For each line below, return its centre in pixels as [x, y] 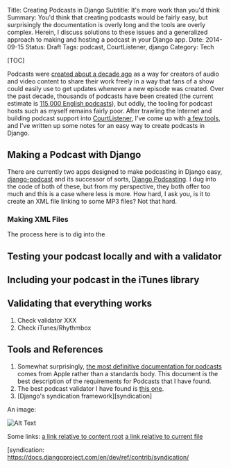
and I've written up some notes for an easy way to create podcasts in [106, 126]
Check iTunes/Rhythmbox [54, 328]
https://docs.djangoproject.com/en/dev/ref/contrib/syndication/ [98, 457]
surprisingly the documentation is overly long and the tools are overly [106, 25]
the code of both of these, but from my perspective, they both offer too [109, 186]
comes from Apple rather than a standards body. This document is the [118, 373]
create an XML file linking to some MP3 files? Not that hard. [92, 201]
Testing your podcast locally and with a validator [114, 256]
